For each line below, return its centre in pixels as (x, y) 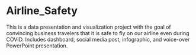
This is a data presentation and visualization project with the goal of (89, 27)
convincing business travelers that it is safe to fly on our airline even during (98, 33)
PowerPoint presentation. (37, 46)
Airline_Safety (42, 11)
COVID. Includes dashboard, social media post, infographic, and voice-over (98, 39)
